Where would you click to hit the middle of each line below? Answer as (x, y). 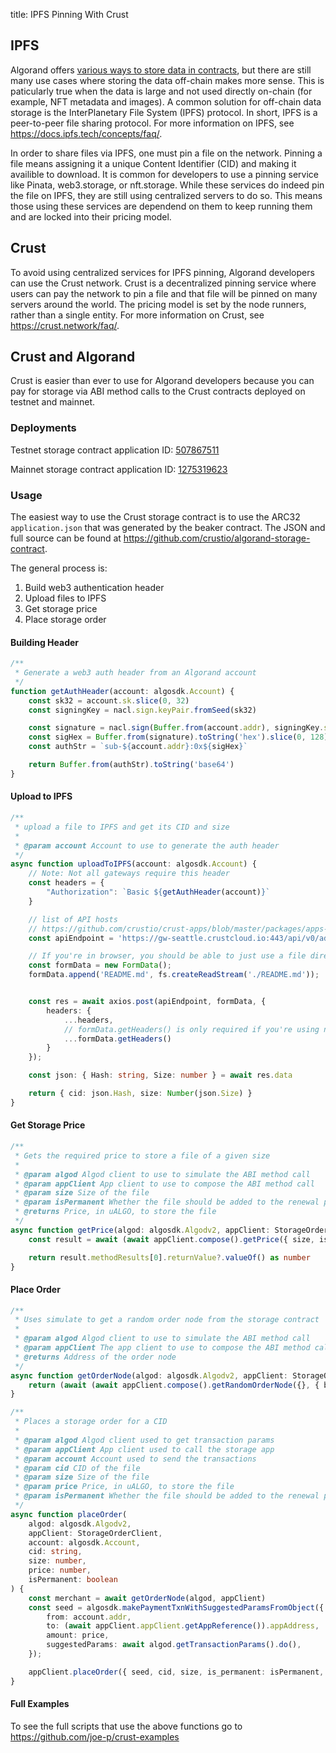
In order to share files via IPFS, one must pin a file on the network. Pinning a (166, 153)
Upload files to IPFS (65, 598)
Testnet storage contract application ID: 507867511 (115, 450)
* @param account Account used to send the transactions (135, 1459)
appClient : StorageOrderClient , (95, 1533)
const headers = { (66, 883)
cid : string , (55, 1552)
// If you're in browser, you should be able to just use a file (167, 956)
